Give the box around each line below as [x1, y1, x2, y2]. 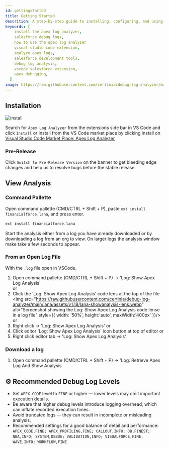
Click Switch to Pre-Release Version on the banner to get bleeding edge [5, 159, 157, 165]
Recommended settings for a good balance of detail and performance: [12, 422, 159, 428]
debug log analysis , [14, 61, 57, 66]
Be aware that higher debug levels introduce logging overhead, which [12, 401, 157, 407]
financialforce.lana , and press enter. [5, 211, 84, 217]
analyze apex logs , [14, 50, 55, 55]
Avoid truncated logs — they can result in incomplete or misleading [12, 412, 152, 418]
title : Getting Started [5, 13, 55, 19]
